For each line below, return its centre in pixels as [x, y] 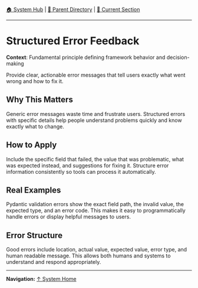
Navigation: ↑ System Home [41, 279]
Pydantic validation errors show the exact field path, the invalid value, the [95, 204]
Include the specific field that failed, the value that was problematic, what [95, 159]
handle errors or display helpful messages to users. [69, 217]
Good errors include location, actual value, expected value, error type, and [97, 250]
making [15, 63]
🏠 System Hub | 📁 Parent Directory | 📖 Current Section [73, 9]
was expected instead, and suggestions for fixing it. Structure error [88, 165]
